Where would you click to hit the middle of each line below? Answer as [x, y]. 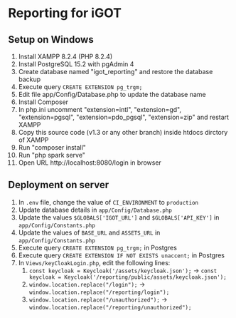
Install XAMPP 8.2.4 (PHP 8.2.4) [65, 56]
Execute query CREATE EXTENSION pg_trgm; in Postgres [97, 247]
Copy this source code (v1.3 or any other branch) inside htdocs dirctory [123, 132]
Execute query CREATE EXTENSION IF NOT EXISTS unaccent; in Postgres [122, 255]
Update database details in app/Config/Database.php [95, 210]
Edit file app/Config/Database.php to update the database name [112, 94]
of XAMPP [33, 140]
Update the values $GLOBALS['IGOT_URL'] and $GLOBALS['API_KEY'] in [119, 217]
